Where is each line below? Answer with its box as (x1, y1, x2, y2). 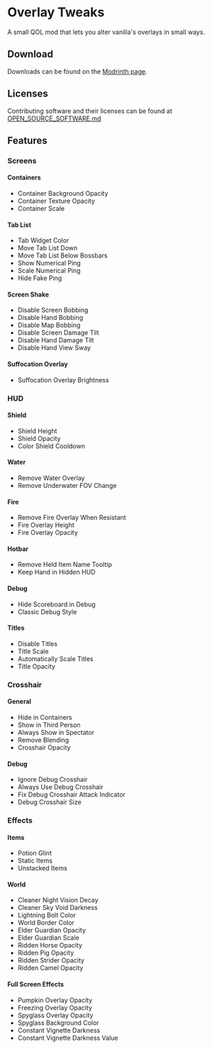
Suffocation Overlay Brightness (17, 375, 109, 384)
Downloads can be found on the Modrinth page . (7, 67, 147, 75)
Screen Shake (7, 290, 50, 299)
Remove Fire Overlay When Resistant (17, 514, 126, 522)
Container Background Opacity (17, 189, 108, 198)
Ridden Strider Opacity (17, 956, 85, 965)
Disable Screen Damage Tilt (17, 328, 99, 337)
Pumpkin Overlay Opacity (17, 996, 93, 1004)
